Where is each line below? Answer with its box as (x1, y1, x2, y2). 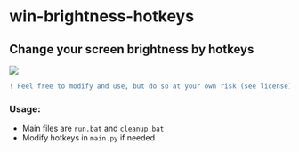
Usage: (9, 102, 42, 115)
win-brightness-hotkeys (9, 6, 194, 27)
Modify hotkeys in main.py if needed (21, 132, 156, 143)
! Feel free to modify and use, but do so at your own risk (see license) (9, 82, 293, 91)
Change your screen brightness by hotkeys (9, 42, 255, 57)
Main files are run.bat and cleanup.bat (21, 123, 165, 134)
